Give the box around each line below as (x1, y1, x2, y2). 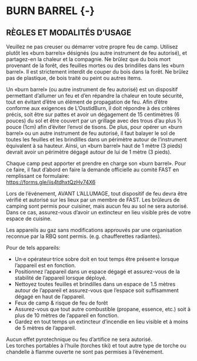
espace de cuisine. (6, 215, 52, 222)
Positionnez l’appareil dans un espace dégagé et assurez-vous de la (14, 268, 181, 275)
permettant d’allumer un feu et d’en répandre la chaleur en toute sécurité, (6, 92, 183, 99)
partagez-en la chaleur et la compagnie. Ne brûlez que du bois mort (6, 56, 171, 62)
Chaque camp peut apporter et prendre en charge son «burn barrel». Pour (6, 160, 186, 167)
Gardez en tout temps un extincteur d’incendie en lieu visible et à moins (14, 318, 188, 325)
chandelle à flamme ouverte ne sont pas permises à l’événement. (6, 349, 164, 355)
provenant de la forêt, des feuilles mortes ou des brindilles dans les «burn (6, 62, 185, 69)
